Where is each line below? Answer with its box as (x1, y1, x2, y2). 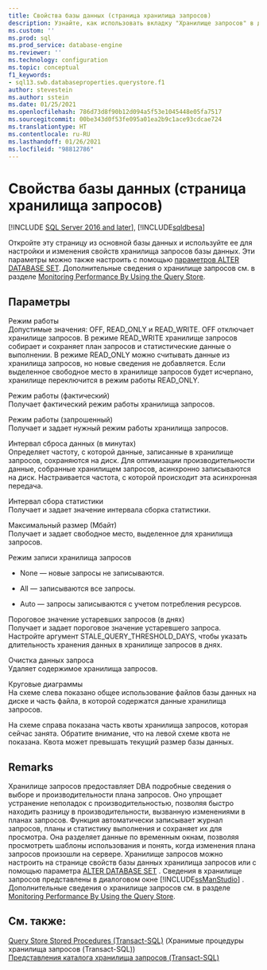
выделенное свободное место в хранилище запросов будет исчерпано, (8, 367, 253, 377)
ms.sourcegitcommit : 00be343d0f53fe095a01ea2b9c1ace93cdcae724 (8, 116, 222, 124)
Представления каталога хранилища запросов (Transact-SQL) (8, 952, 220, 962)
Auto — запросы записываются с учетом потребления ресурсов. (19, 599, 242, 609)
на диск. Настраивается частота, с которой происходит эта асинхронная (8, 473, 257, 482)
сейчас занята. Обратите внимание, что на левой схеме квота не (8, 728, 230, 738)
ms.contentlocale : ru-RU (8, 130, 91, 138)
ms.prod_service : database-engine (8, 41, 123, 49)
